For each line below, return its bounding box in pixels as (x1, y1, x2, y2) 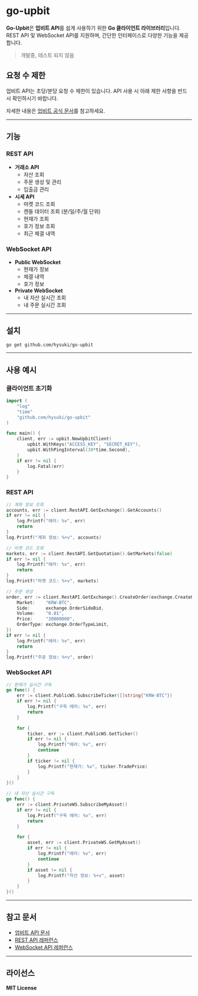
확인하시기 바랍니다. (12, 94, 58, 101)
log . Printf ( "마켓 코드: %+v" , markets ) (6, 578, 99, 584)
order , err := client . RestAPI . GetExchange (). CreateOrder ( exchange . (6, 594, 176, 600)
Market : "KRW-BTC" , (16, 599, 72, 605)
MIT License (6, 984, 37, 991)
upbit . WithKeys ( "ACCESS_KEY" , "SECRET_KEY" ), (27, 441, 141, 447)
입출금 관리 (23, 186, 49, 193)
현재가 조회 (23, 215, 49, 222)
